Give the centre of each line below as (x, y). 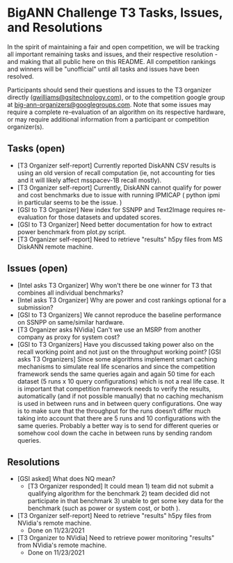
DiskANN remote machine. (55, 246)
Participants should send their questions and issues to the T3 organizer (110, 90)
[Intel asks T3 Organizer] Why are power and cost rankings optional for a (122, 300)
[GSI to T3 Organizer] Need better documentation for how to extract (114, 225)
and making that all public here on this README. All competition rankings (112, 61)
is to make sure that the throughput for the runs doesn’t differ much (114, 411)
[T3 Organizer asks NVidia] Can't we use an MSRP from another (109, 329)
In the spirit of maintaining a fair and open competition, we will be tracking (113, 47)
